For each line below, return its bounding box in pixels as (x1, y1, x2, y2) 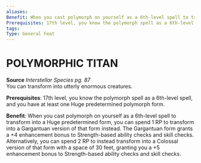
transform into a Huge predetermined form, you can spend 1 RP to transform (6, 119, 194, 126)
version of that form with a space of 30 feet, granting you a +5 (6, 144, 160, 151)
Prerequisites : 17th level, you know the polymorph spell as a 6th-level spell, (6, 94, 193, 102)
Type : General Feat (6, 31, 55, 37)
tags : (6, 25, 20, 32)
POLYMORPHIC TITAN (6, 57, 118, 70)
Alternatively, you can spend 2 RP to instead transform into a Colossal (6, 138, 178, 145)
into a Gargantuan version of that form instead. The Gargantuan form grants (6, 125, 193, 132)
